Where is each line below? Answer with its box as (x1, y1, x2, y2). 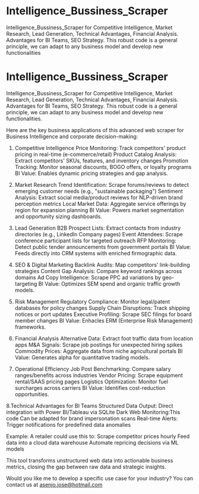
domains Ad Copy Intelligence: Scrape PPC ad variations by (14, 274, 162, 281)
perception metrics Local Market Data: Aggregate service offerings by (14, 200, 187, 207)
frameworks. (14, 323, 46, 330)
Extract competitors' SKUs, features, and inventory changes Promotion (14, 157, 189, 164)
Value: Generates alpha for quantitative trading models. (14, 354, 150, 361)
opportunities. (14, 390, 49, 398)
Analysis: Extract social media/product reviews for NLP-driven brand (14, 193, 183, 201)
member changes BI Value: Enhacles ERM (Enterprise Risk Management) (14, 317, 193, 324)
